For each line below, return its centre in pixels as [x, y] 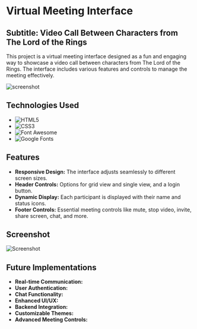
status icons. [30, 203]
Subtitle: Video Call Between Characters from [92, 33]
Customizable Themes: [44, 314]
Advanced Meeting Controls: [51, 319]
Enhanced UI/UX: [36, 300]
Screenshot [28, 235]
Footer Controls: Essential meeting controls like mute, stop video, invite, [103, 210]
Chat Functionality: [39, 295]
